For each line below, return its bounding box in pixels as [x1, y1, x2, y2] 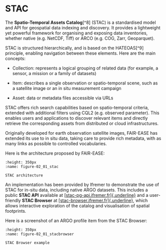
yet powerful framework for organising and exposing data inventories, [5, 30, 148, 36]
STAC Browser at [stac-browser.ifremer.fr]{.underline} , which [22, 197, 148, 203]
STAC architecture [5, 172, 43, 178]
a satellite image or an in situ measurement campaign [12, 85, 121, 91]
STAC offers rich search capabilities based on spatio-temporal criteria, [5, 104, 149, 110]
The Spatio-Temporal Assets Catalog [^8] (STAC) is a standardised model [5, 19, 156, 25]
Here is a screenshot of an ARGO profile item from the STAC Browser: [5, 217, 147, 224]
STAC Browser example [5, 240, 50, 245]
